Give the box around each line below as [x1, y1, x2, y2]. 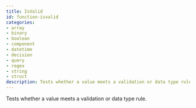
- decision [6, 52, 33, 58]
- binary [6, 30, 27, 36]
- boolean [6, 36, 30, 41]
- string [6, 68, 27, 74]
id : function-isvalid [6, 14, 59, 20]
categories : [6, 19, 35, 25]
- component [6, 41, 35, 47]
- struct [6, 74, 27, 79]
